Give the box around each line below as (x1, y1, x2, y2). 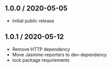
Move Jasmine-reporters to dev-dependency (12, 51, 107, 58)
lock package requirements (12, 57, 70, 63)
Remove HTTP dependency (12, 46, 70, 52)
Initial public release (12, 17, 54, 24)
